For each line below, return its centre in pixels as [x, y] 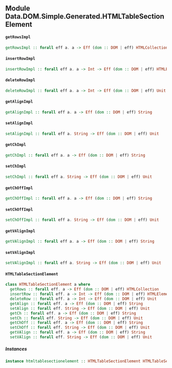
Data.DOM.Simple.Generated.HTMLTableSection [85, 17]
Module [18, 8]
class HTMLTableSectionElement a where [48, 285]
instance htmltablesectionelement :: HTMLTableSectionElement [73, 361]
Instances [16, 348]
